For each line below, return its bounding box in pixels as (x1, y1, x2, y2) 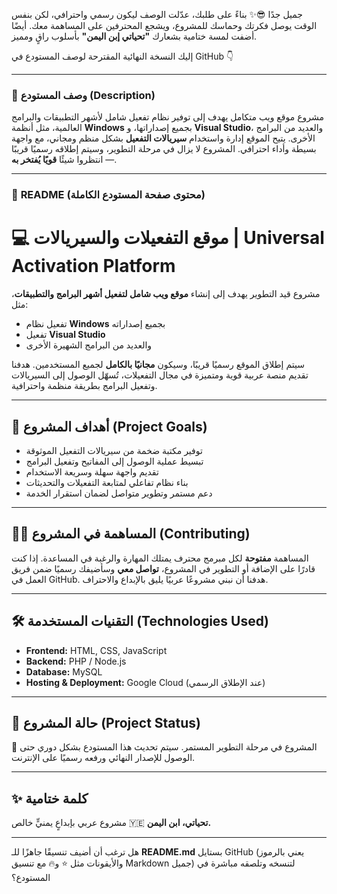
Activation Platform (11, 255, 176, 278)
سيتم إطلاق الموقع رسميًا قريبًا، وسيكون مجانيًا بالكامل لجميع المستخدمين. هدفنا (11, 359, 305, 371)
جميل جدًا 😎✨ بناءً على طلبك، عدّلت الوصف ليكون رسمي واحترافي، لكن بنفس (11, 9, 303, 20)
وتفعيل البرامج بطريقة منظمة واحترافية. (11, 380, 158, 392)
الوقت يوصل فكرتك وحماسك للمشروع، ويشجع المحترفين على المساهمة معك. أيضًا (11, 20, 318, 31)
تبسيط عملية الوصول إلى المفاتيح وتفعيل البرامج (25, 455, 204, 467)
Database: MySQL (25, 665, 103, 678)
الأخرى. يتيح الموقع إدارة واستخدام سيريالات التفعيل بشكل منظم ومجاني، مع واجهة (11, 132, 316, 144)
